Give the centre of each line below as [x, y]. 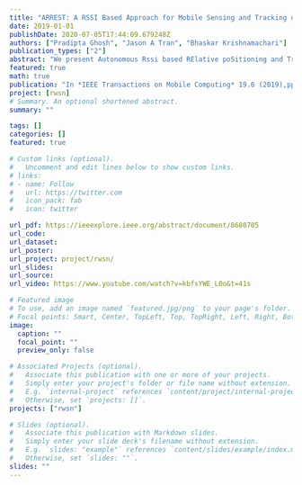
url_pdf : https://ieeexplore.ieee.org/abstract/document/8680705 [134, 226]
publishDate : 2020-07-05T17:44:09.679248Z [90, 34]
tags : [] [26, 126]
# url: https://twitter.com [66, 193]
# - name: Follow [42, 184]
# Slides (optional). [50, 425]
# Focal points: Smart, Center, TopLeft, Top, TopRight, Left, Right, [144, 317]
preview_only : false [56, 350]
